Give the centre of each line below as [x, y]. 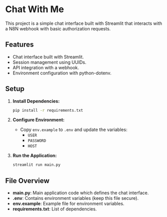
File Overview [27, 181]
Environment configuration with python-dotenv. [62, 73]
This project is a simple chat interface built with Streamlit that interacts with [84, 23]
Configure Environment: [38, 120]
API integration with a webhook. [46, 67]
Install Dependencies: [36, 101]
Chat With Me [35, 9]
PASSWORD [37, 141]
